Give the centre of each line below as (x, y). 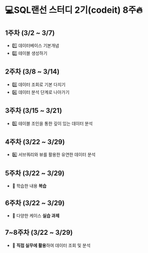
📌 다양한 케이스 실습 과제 (36, 216)
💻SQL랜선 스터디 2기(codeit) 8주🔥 (74, 10)
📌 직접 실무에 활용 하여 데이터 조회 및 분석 (51, 245)
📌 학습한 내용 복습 (29, 186)
